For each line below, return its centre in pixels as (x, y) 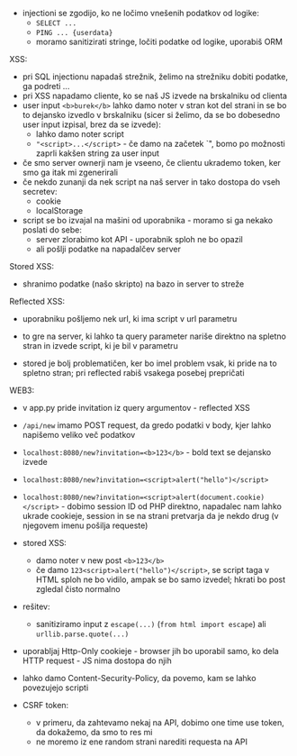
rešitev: (36, 606)
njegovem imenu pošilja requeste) (85, 525)
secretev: (40, 191)
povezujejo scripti (55, 688)
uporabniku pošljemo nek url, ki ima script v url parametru (130, 319)
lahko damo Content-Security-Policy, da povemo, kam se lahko (139, 678)
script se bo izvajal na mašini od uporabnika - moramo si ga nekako (148, 220)
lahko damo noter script (80, 134)
